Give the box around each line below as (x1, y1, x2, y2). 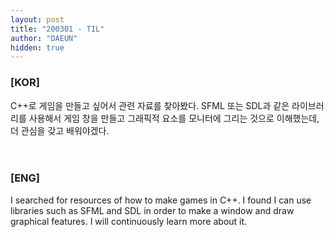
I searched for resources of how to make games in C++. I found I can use (10, 194, 312, 206)
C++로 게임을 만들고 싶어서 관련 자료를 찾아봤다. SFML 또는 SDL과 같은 (10, 99, 290, 111)
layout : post (10, 14, 65, 25)
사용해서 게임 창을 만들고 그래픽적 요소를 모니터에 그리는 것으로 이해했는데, (28, 112, 320, 124)
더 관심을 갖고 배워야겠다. (10, 124, 110, 136)
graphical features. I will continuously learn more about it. (10, 215, 248, 227)
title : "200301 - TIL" (10, 24, 105, 34)
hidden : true (10, 42, 65, 53)
